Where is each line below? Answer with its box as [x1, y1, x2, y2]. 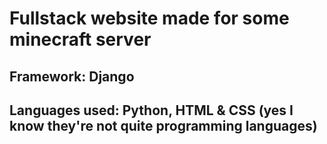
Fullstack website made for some [9, 7, 290, 30]
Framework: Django [9, 68, 135, 85]
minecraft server [9, 28, 152, 51]
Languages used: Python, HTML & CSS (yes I [9, 102, 294, 119]
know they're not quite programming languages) [9, 117, 318, 134]
